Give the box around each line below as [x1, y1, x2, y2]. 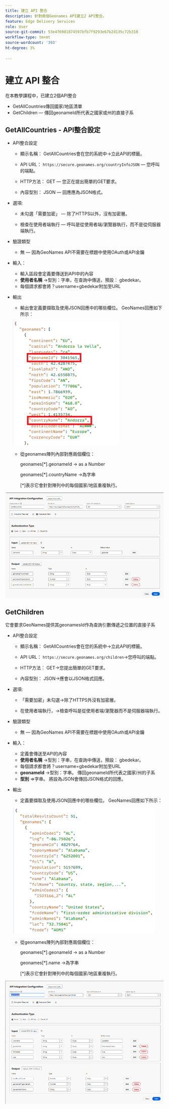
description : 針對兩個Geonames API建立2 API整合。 [5, 13, 107, 19]
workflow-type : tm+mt [5, 35, 51, 40]
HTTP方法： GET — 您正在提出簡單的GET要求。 [20, 178, 120, 184]
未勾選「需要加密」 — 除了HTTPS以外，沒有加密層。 [20, 211, 130, 217]
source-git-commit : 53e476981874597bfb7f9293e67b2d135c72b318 [5, 29, 138, 35]
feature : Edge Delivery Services [5, 19, 75, 24]
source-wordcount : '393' [5, 40, 57, 45]
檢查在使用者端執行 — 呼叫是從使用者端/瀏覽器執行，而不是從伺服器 [20, 221, 161, 227]
